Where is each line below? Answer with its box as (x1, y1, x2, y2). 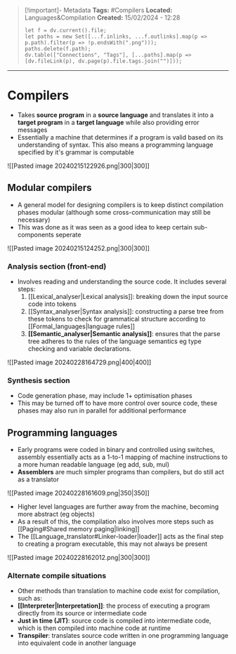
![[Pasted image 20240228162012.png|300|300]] (7, 554, 150, 562)
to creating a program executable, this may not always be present (17, 540, 208, 548)
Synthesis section (7, 375, 70, 385)
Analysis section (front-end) (7, 261, 107, 271)
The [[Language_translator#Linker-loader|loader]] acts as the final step (17, 533, 224, 541)
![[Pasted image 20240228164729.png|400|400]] (7, 358, 152, 367)
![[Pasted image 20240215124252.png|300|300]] (7, 243, 150, 252)
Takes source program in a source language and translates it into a (17, 110, 214, 119)
